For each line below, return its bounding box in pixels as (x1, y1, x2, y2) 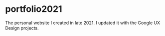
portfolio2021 (5, 3, 62, 15)
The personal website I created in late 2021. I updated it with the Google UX (5, 20, 161, 26)
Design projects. (5, 25, 39, 31)
